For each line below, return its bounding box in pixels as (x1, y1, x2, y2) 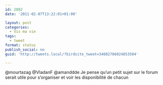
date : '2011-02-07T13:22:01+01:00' (5, 12, 78, 16)
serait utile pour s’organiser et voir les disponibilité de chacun (5, 74, 129, 80)
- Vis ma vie (9, 29, 36, 34)
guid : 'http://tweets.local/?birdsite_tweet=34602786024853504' (5, 52, 139, 57)
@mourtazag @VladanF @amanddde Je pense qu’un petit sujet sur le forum (5, 69, 159, 75)
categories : (5, 25, 29, 29)
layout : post (5, 20, 32, 25)
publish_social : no (5, 47, 45, 52)
